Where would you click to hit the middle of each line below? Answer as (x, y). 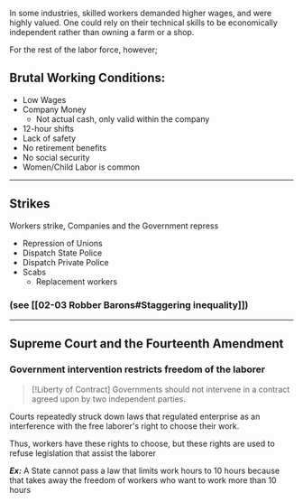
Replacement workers (77, 281)
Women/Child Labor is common (81, 167)
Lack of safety (49, 138)
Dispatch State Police (62, 253)
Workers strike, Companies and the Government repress (114, 226)
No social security (56, 157)
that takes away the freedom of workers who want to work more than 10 (143, 480)
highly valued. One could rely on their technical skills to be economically (143, 23)
